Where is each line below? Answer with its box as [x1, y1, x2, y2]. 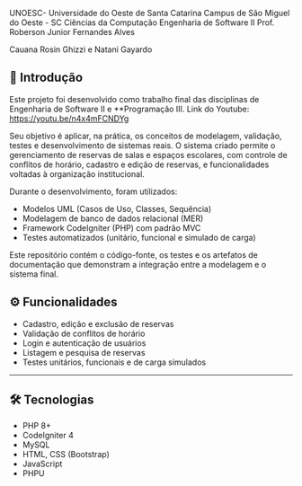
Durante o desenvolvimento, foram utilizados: [9, 186, 178, 197]
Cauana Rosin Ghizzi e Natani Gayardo [9, 44, 153, 55]
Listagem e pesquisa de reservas [22, 347, 146, 358]
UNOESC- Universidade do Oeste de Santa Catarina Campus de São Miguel [9, 8, 290, 18]
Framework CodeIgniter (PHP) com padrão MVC [22, 222, 201, 233]
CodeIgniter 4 [22, 430, 75, 441]
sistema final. [9, 269, 58, 279]
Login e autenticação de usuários [22, 337, 147, 349]
